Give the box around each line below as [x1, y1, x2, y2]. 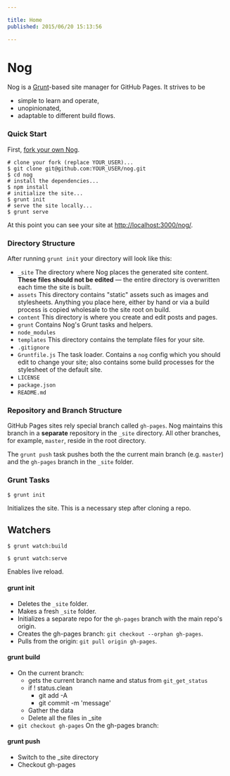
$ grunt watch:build [7, 542, 68, 550]
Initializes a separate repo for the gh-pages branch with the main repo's [17, 614, 223, 623]
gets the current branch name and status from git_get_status [27, 676, 208, 684]
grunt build [7, 653, 41, 662]
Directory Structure [7, 238, 75, 248]
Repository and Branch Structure [7, 405, 122, 415]
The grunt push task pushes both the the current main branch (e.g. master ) [7, 450, 224, 459]
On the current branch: [17, 668, 84, 677]
